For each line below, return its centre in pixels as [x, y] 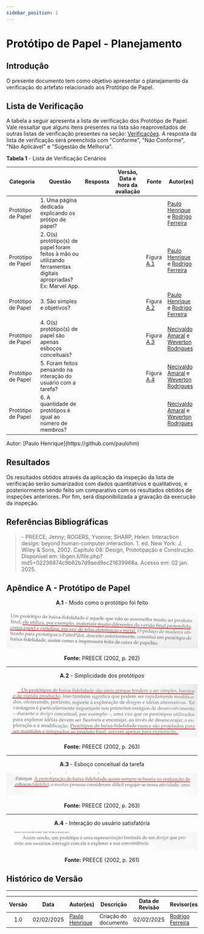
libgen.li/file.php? [81, 556]
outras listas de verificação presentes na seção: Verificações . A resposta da [102, 134]
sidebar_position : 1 [32, 13]
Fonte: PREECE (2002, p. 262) [102, 658]
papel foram [56, 247]
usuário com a [58, 382]
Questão [60, 182]
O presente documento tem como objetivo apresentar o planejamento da [97, 81]
